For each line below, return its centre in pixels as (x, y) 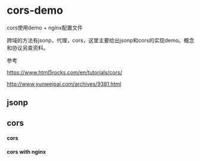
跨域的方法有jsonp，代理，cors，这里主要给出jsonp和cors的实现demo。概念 (101, 40)
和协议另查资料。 (28, 48)
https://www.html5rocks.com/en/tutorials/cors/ (65, 72)
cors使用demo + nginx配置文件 (45, 27)
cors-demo (35, 10)
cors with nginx (26, 151)
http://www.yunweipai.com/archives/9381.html (64, 83)
